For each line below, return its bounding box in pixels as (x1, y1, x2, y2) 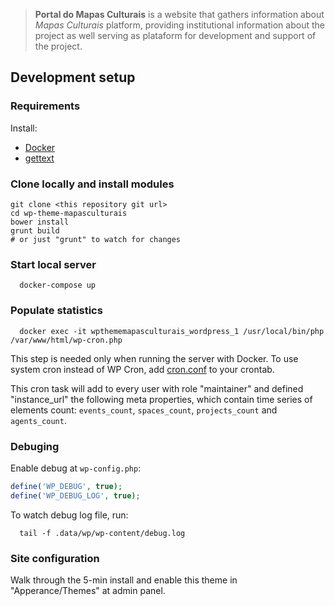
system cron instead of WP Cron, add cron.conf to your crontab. (10, 363, 275, 375)
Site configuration (10, 551, 100, 565)
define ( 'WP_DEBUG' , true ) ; (10, 481, 123, 491)
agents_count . (10, 414, 67, 426)
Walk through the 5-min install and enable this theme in (10, 574, 238, 586)
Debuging (10, 439, 60, 453)
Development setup (10, 69, 136, 86)
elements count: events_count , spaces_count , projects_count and (10, 404, 278, 416)
